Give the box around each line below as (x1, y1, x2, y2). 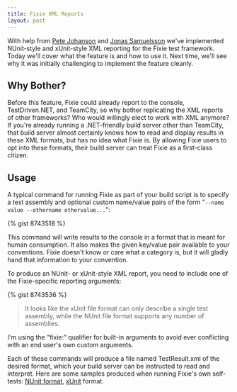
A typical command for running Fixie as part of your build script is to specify (7, 191, 229, 199)
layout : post (7, 17, 46, 24)
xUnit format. (66, 377, 104, 386)
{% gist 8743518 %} (7, 219, 66, 228)
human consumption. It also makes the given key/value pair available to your (7, 240, 230, 249)
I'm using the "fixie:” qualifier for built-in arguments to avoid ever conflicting (7, 333, 229, 342)
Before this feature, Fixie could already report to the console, (7, 99, 185, 107)
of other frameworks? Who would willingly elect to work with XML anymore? (7, 113, 230, 122)
